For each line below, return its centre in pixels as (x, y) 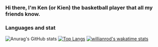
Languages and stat (30, 28)
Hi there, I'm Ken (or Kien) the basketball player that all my (79, 8)
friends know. (23, 14)
